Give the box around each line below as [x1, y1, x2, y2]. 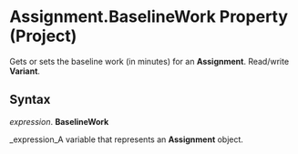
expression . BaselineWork [9, 116, 109, 127]
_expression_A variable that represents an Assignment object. [9, 134, 244, 145]
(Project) [9, 26, 77, 46]
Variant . [9, 66, 41, 77]
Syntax [9, 92, 51, 108]
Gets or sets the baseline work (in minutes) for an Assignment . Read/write [9, 56, 290, 67]
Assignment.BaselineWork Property [9, 6, 289, 27]
